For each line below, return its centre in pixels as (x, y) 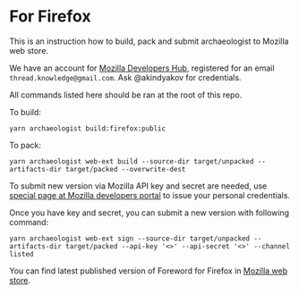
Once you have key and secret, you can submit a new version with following (149, 213)
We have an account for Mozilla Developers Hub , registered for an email (142, 68)
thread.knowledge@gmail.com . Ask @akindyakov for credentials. (125, 77)
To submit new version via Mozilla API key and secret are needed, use (138, 186)
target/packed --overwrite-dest (126, 169)
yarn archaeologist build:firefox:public (88, 128)
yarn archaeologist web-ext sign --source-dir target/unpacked (130, 239)
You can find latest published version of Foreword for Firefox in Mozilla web (149, 271)
